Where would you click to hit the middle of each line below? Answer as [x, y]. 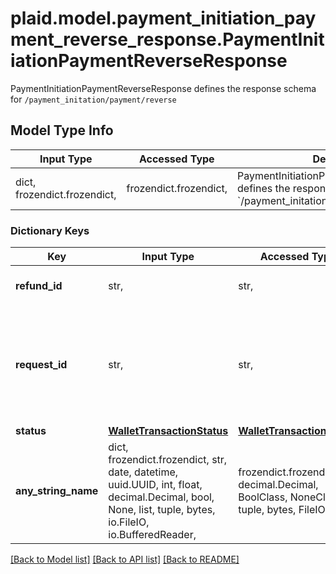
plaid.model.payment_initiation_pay [163, 18]
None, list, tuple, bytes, [162, 510]
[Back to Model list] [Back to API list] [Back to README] [125, 559]
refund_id [39, 286]
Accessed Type [176, 159]
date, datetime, [143, 472]
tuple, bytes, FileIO [282, 510]
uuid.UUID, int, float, [155, 485]
